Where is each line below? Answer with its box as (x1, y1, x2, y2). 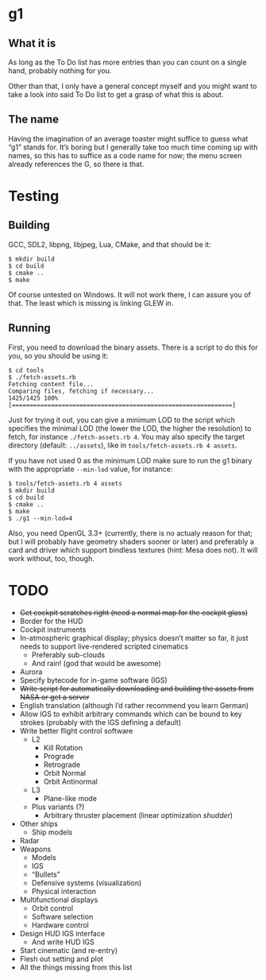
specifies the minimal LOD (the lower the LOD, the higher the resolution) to (8, 423, 252, 433)
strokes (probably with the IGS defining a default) (19, 717, 181, 727)
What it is (8, 37, 56, 50)
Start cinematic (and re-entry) (19, 945, 118, 955)
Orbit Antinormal (43, 777, 98, 786)
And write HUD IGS (31, 937, 94, 947)
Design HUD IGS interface (19, 928, 106, 938)
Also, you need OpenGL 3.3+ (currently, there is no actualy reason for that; (8, 528, 253, 537)
